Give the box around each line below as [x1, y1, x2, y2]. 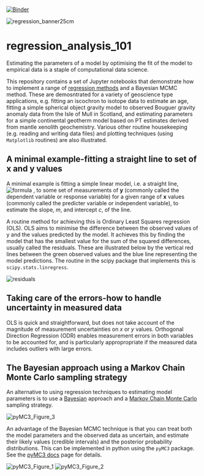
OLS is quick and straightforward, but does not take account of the [6, 319, 175, 326]
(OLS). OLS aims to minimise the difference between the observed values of [6, 224, 198, 232]
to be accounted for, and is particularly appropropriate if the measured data [6, 338, 197, 346]
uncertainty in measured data [6, 303, 123, 313]
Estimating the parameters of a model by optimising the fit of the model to [6, 59, 193, 67]
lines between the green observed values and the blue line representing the [6, 250, 197, 257]
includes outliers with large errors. [6, 345, 93, 352]
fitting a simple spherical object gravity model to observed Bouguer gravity [6, 104, 196, 111]
